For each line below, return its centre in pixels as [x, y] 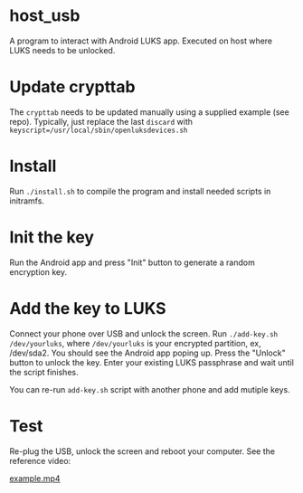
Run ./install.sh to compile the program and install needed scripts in [140, 191]
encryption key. [38, 271]
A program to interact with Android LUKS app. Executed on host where [141, 41]
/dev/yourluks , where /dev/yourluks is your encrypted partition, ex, [135, 343]
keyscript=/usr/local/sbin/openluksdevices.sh [99, 130]
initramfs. [27, 201]
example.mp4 [35, 478]
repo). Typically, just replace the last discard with [101, 121]
